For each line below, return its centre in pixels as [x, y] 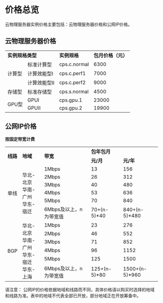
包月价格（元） [111, 55]
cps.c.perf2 [72, 82]
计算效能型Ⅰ [40, 73]
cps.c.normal [74, 64]
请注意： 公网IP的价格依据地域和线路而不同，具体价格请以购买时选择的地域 [80, 289]
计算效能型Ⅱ [41, 83]
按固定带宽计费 [20, 139]
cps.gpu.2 [71, 108]
